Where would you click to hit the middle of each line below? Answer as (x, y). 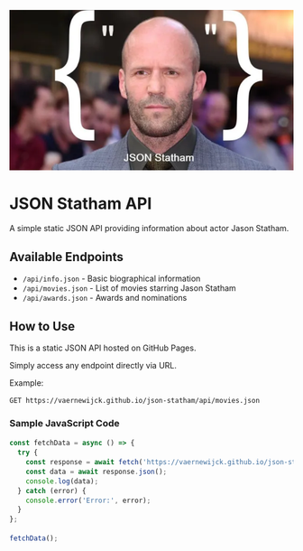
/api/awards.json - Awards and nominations (105, 298)
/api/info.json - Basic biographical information (111, 279)
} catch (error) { (52, 490)
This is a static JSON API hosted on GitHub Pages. (103, 348)
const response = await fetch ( (84, 462)
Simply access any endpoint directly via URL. (93, 366)
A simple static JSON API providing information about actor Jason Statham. (149, 229)
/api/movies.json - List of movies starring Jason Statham (129, 288)
